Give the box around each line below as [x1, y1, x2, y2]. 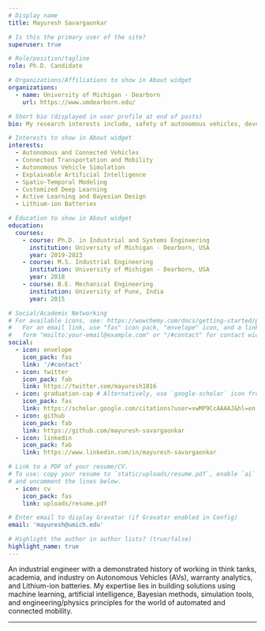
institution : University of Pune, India [28, 287, 164, 296]
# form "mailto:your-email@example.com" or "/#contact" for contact [8, 331, 245, 339]
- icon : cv [15, 484, 51, 493]
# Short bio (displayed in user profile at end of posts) [8, 112, 203, 121]
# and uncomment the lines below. [8, 477, 122, 485]
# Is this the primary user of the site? [8, 33, 147, 41]
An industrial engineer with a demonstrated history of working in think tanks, [8, 564, 257, 573]
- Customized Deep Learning [15, 185, 108, 193]
